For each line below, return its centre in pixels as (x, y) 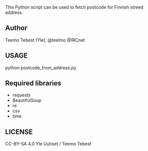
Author (16, 28)
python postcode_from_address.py (41, 68)
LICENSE (19, 132)
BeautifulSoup (27, 100)
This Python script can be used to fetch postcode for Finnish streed (74, 7)
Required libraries (33, 83)
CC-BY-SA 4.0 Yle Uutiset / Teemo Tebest (48, 144)
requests (21, 95)
